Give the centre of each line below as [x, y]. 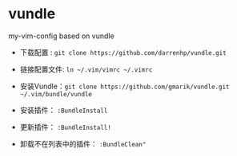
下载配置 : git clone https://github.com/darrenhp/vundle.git [123, 52]
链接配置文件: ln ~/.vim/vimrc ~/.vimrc [86, 69]
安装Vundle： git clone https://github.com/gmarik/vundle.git [125, 86]
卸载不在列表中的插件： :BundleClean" [83, 143]
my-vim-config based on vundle [61, 36]
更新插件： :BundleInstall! [66, 127]
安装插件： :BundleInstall [64, 110]
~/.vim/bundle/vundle [56, 94]
